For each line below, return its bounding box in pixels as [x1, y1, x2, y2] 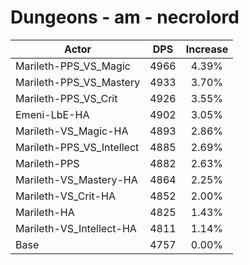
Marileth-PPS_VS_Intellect [15, 140, 140, 154]
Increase [185, 42, 229, 56]
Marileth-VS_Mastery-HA [15, 172, 138, 186]
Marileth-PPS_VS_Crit [15, 91, 118, 105]
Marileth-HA [15, 205, 75, 219]
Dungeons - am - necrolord [10, 6, 240, 29]
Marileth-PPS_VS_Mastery [15, 75, 141, 89]
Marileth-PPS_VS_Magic [15, 59, 131, 73]
